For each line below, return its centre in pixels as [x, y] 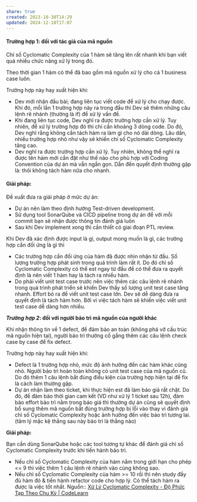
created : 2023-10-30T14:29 [39, 17]
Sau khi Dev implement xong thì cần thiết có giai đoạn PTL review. [94, 227]
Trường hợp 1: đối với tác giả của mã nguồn [59, 41]
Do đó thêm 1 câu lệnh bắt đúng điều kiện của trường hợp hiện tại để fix [101, 377]
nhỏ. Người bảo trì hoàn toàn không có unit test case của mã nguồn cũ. [101, 371]
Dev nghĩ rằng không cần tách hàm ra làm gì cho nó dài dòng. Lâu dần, [101, 133]
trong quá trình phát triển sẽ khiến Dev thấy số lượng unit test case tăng [101, 287]
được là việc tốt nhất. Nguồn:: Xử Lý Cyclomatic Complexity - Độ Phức [100, 487]
